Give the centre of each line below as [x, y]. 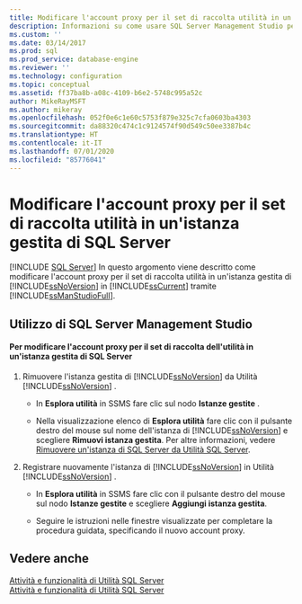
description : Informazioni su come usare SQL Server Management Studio [146, 26]
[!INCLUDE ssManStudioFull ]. [62, 296]
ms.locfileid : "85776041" [58, 160]
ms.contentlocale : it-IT [56, 143]
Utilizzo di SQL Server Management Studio [131, 324]
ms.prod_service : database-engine [74, 59]
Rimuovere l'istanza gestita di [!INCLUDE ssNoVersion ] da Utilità [140, 377]
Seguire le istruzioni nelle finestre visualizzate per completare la [154, 521]
